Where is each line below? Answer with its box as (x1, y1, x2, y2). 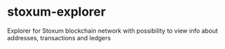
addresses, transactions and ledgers (7, 33, 111, 42)
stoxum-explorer (7, 4, 106, 20)
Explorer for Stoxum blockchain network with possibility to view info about (7, 27, 219, 35)
